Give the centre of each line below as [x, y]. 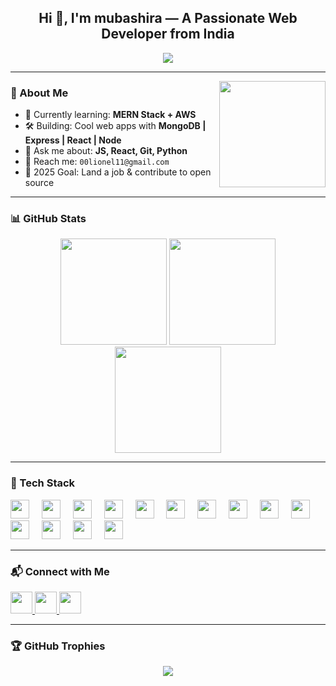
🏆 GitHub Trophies [58, 646]
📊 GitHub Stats [48, 219]
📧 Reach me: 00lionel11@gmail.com [97, 162]
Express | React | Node [73, 140]
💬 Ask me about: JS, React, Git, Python [106, 151]
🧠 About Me [39, 93]
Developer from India [168, 34]
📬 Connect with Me [60, 571]
